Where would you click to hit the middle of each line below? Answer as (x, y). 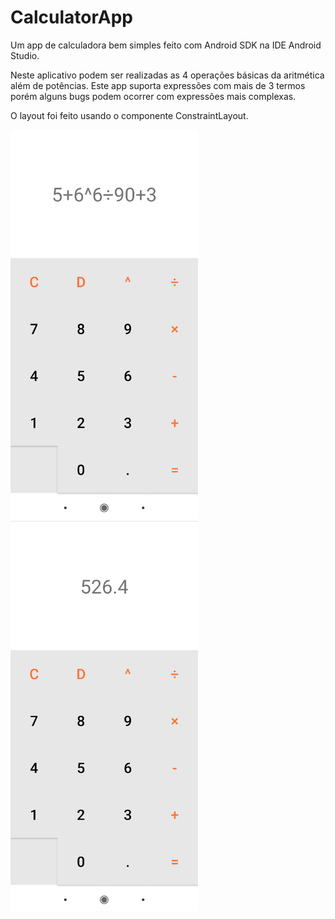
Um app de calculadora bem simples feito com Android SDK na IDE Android (166, 45)
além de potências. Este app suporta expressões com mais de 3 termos (158, 85)
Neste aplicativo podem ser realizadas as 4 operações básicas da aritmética (167, 75)
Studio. (25, 55)
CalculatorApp (71, 17)
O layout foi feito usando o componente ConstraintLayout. (129, 115)
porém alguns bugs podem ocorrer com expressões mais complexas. (153, 96)
